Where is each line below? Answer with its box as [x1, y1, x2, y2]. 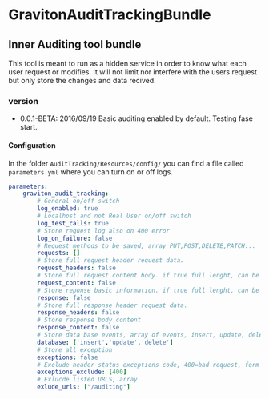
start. [19, 122, 38, 132]
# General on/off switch [37, 198, 120, 205]
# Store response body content [37, 316, 142, 325]
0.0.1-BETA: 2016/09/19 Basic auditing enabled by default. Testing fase [19, 114, 254, 123]
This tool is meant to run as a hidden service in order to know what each [8, 58, 247, 68]
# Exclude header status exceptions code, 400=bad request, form [37, 361, 260, 369]
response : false [37, 293, 91, 301]
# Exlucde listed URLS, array [37, 376, 138, 384]
